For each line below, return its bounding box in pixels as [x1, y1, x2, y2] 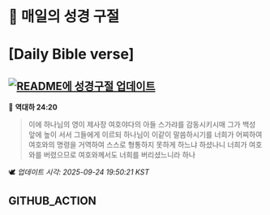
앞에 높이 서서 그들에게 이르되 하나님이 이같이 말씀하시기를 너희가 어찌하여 [28, 130, 263, 140]
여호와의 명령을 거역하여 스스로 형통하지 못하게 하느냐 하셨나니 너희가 [28, 140, 247, 150]
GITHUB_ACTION [8, 194, 97, 208]
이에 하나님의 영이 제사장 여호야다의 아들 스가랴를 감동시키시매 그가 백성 [28, 119, 256, 130]
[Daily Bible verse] [8, 45, 135, 63]
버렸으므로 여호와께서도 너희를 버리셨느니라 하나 [43, 150, 196, 160]
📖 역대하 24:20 [8, 102, 58, 112]
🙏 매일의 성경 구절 [8, 7, 120, 26]
